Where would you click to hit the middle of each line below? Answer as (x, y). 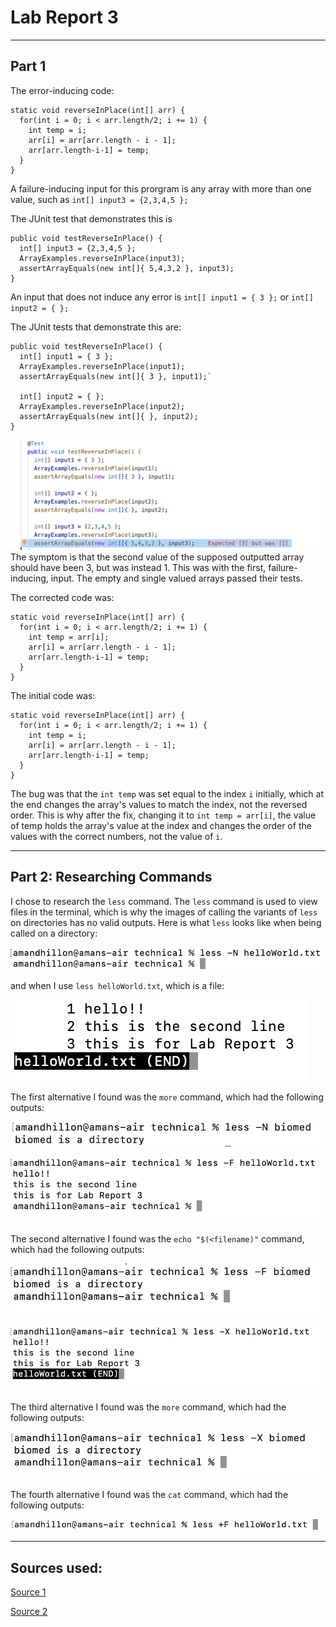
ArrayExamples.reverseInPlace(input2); (102, 406)
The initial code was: (53, 695)
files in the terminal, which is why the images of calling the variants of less (164, 912)
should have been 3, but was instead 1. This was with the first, (138, 567)
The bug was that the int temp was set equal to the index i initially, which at (167, 793)
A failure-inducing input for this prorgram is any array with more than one (161, 188)
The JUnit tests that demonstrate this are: (96, 327)
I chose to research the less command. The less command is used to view (164, 901)
